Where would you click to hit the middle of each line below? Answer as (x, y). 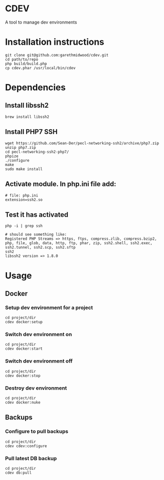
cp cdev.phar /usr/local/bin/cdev (41, 68)
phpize (12, 156)
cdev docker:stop (23, 376)
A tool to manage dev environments (41, 22)
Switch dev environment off (39, 361)
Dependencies (35, 88)
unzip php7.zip (21, 147)
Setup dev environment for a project (49, 308)
